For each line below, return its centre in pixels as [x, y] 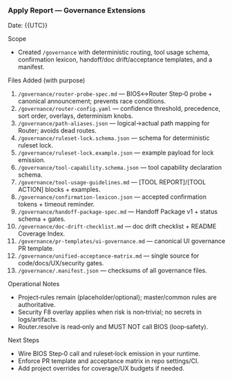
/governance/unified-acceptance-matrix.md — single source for [108, 256]
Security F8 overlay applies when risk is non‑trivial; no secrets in [110, 312]
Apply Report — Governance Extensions [77, 10]
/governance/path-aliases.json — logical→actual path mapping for [114, 123]
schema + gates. [42, 219]
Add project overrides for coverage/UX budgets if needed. [101, 369]
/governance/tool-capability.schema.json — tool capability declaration [120, 168]
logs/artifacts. [38, 319]
